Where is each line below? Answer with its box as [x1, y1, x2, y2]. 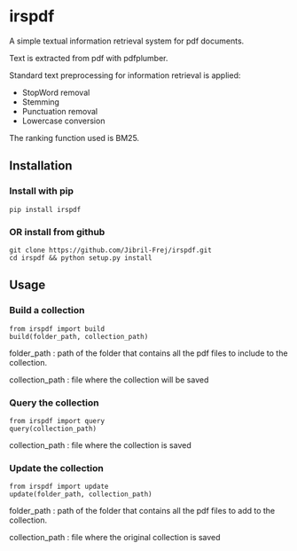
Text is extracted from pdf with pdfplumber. [9, 52, 168, 63]
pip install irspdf [9, 205, 82, 214]
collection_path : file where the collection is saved [9, 439, 192, 450]
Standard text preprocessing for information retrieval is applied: [9, 69, 241, 81]
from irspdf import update [9, 482, 109, 492]
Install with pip [9, 185, 74, 197]
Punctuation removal [21, 106, 98, 116]
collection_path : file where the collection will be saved [9, 374, 209, 385]
